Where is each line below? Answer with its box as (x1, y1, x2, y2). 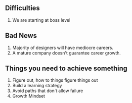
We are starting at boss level (12, 17, 71, 23)
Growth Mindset (12, 93, 45, 99)
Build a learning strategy (12, 83, 62, 89)
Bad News (5, 32, 37, 40)
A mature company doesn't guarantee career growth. (12, 50, 121, 56)
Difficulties (5, 4, 40, 12)
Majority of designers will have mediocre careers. (12, 45, 114, 51)
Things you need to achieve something (5, 64, 128, 73)
